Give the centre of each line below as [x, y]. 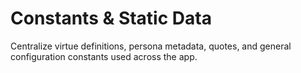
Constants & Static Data [111, 18]
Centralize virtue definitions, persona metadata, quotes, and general [151, 46]
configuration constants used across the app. [104, 56]
